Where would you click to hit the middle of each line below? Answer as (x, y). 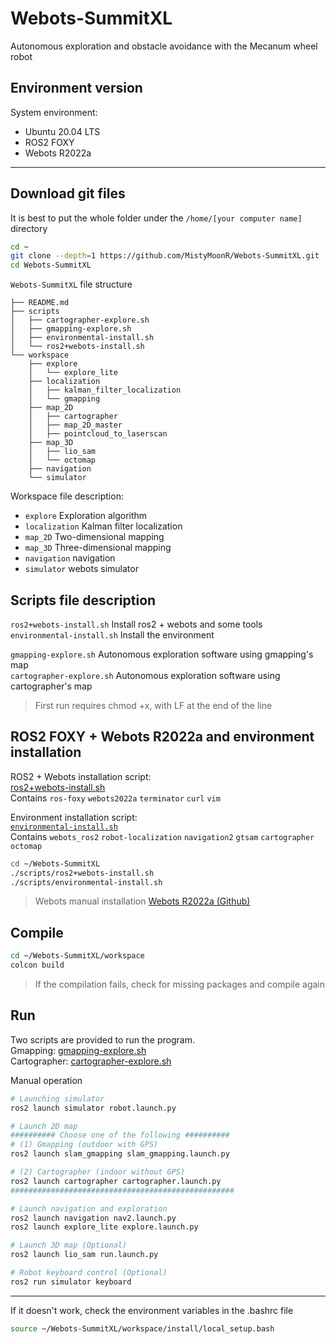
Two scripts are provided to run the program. (102, 1039)
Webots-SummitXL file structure (71, 284)
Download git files (68, 193)
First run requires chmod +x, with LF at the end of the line (153, 705)
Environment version (76, 88)
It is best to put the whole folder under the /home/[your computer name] (156, 218)
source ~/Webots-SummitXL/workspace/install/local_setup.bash (142, 1328)
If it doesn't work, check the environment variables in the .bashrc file (152, 1310)
